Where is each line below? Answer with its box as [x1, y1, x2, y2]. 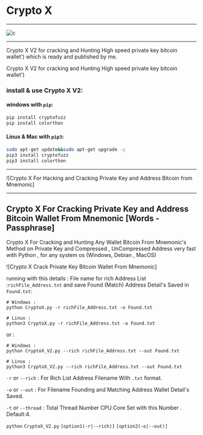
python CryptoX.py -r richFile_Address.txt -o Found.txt [6, 305, 153, 311]
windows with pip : [6, 101, 53, 109]
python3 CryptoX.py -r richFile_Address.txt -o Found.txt [6, 320, 155, 326]
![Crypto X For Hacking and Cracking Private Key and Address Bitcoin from [6, 174, 193, 182]
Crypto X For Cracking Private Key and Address [6, 204, 189, 214]
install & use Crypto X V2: [6, 86, 83, 94]
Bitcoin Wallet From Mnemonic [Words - [6, 214, 159, 224]
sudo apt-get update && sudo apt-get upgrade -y [6, 147, 126, 153]
